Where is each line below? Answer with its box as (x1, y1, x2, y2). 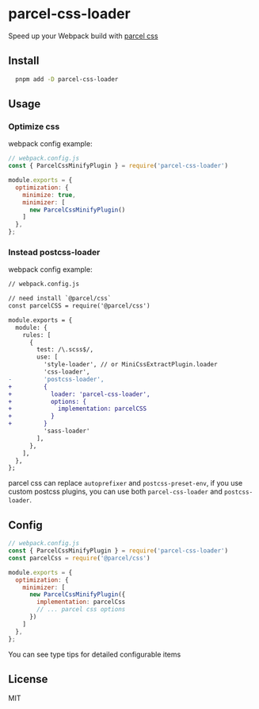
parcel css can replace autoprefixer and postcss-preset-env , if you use (8, 478, 243, 488)
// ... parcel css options (36, 606, 126, 614)
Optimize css (8, 121, 60, 132)
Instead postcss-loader (8, 246, 101, 258)
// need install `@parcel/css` (8, 295, 112, 303)
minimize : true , (22, 191, 77, 199)
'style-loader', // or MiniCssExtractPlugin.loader (43, 361, 218, 369)
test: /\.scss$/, (36, 346, 93, 354)
